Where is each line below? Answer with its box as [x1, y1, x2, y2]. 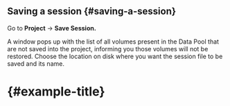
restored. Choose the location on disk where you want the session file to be [7, 52, 223, 60]
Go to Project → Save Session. [7, 24, 97, 32]
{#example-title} [7, 84, 105, 99]
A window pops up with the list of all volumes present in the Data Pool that [7, 37, 220, 46]
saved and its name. [7, 59, 64, 68]
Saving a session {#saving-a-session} [7, 6, 177, 17]
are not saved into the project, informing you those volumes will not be [7, 44, 209, 53]
